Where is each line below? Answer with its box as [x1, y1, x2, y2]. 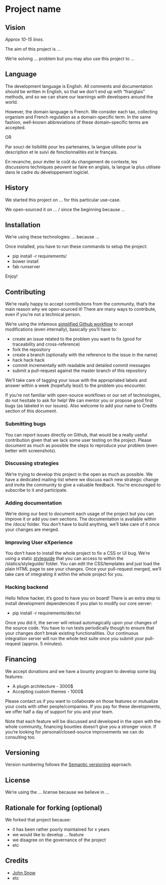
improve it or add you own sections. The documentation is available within [5, 516, 157, 522]
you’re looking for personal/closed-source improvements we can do [5, 729, 144, 735]
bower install [12, 258, 39, 264]
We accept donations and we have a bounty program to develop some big [5, 668, 156, 674]
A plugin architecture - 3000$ [12, 683, 73, 689]
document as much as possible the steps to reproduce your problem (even [5, 442, 158, 448]
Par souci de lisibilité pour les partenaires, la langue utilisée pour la [5, 144, 142, 149]
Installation [5, 221, 41, 229]
